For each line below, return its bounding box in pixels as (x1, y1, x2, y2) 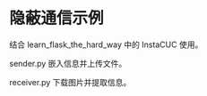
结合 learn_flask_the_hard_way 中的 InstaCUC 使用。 (9, 39, 203, 50)
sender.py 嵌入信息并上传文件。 (9, 58, 127, 68)
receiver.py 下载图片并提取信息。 (9, 76, 132, 87)
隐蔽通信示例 (9, 8, 105, 28)
